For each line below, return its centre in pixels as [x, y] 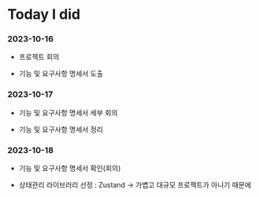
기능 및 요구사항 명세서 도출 [61, 74]
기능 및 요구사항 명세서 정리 [61, 129]
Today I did [44, 15]
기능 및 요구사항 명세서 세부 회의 [68, 112]
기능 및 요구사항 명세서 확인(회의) [70, 168]
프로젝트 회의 [39, 57]
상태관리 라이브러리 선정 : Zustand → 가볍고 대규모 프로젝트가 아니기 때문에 [135, 185]
